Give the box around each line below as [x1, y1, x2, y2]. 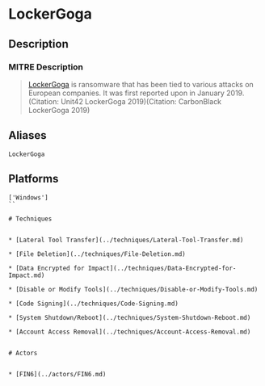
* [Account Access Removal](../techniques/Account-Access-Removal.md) [8, 328, 251, 336]
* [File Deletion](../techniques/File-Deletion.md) [8, 250, 186, 258]
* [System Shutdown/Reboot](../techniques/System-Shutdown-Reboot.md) [8, 313, 251, 321]
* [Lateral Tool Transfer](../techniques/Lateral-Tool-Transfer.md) [8, 236, 244, 244]
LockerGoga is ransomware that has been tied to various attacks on [27, 79, 254, 89]
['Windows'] [8, 193, 48, 202]
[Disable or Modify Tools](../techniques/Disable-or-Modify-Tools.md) [15, 285, 259, 293]
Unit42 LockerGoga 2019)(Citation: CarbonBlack [60, 96, 222, 106]
